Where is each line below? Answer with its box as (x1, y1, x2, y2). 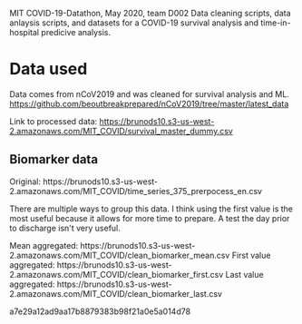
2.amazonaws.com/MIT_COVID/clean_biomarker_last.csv (9, 288, 222, 299)
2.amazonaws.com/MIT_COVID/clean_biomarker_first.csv (9, 269, 224, 280)
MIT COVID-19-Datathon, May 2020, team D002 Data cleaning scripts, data (9, 8, 292, 18)
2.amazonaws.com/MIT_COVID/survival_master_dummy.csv (9, 125, 233, 136)
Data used (9, 59, 88, 80)
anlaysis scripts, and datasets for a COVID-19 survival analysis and (9, 17, 259, 28)
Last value (225, 269, 265, 280)
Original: (9, 176, 42, 187)
